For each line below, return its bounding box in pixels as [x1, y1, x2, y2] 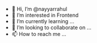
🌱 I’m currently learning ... [11, 18, 75, 24]
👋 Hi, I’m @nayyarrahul [11, 6, 68, 12]
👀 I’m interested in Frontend [11, 12, 79, 19]
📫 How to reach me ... [11, 31, 66, 37]
